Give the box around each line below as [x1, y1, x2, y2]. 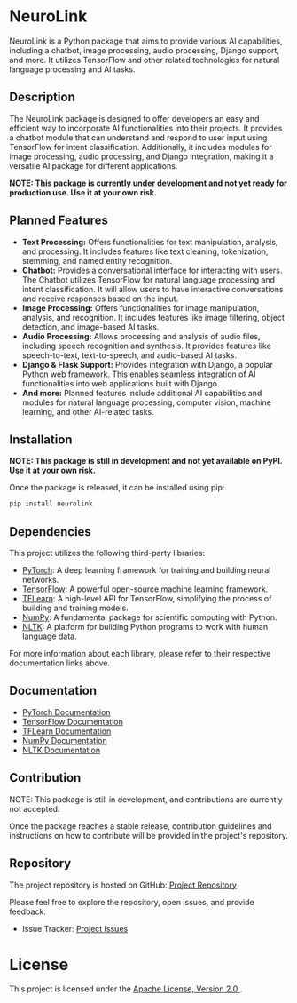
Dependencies [9, 524, 91, 539]
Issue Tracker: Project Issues [21, 923, 129, 934]
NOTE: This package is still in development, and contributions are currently [9, 793, 283, 805]
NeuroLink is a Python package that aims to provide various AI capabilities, [9, 36, 283, 46]
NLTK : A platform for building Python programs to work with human [21, 622, 269, 633]
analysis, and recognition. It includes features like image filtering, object [21, 312, 285, 322]
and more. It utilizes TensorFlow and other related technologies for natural [9, 54, 280, 65]
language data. [21, 631, 77, 641]
